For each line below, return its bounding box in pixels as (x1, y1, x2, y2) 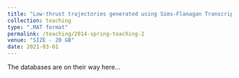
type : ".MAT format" (7, 23, 69, 30)
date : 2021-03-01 (7, 43, 59, 50)
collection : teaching (7, 17, 72, 24)
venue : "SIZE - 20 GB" (7, 37, 75, 44)
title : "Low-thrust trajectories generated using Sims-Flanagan (7, 10, 202, 18)
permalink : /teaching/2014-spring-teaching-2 (7, 30, 144, 38)
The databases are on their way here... (7, 63, 121, 71)
